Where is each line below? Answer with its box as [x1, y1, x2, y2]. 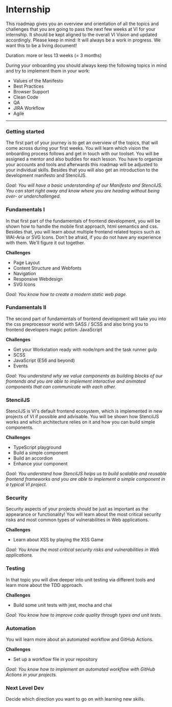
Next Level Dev [6, 684, 44, 691]
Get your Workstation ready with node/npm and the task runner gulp [13, 346, 157, 352]
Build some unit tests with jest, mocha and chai [13, 602, 112, 608]
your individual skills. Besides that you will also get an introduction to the [6, 167, 159, 173]
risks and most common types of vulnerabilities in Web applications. [6, 517, 150, 523]
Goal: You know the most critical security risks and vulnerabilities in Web [6, 546, 160, 553]
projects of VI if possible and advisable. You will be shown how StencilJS [6, 414, 159, 420]
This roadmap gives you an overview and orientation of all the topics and [6, 21, 159, 27]
